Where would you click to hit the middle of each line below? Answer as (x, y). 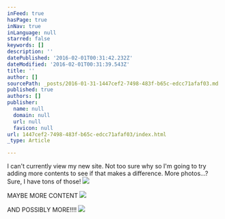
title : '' (21, 70)
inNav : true (24, 26)
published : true (30, 90)
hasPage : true (27, 20)
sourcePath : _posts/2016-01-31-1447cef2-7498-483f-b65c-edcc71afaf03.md (113, 83)
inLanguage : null (32, 33)
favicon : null (33, 128)
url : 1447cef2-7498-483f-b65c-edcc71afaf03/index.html (87, 134)
